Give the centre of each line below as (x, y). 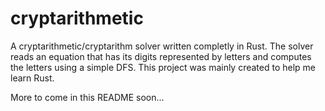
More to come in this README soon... (87, 97)
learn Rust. (32, 78)
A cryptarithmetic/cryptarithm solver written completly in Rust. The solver (162, 46)
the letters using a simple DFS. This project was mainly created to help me (163, 67)
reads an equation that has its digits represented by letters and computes (161, 56)
